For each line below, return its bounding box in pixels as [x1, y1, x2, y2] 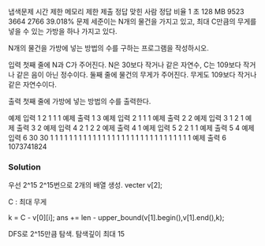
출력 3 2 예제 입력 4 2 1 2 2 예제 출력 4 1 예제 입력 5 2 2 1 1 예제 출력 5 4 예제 [16, 123, 255, 132]
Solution [8, 161, 42, 172]
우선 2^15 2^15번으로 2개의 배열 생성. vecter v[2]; [8, 181, 163, 190]
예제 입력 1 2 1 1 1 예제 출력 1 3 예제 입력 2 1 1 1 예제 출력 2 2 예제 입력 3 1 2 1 [8, 114, 244, 122]
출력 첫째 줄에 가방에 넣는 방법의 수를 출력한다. [8, 97, 151, 106]
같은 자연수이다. [8, 80, 58, 89]
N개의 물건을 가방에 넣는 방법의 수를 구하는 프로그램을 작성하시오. [8, 43, 209, 53]
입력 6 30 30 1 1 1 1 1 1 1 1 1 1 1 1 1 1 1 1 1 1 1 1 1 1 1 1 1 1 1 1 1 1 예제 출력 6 [8, 133, 227, 142]
